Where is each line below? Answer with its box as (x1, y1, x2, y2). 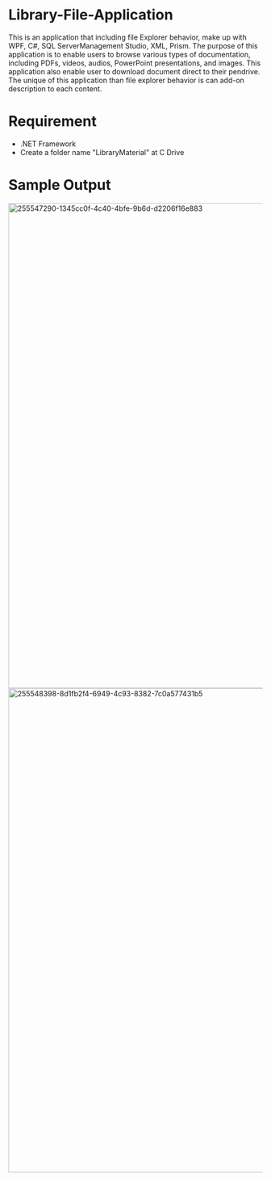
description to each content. (8, 83, 102, 94)
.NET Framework (19, 139, 77, 149)
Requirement (8, 112, 97, 131)
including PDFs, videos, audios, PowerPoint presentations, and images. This (8, 58, 261, 68)
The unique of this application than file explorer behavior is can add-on (8, 75, 244, 85)
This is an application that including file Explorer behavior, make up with (8, 32, 248, 42)
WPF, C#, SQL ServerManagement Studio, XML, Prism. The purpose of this (8, 40, 258, 50)
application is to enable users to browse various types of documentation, (8, 49, 251, 59)
